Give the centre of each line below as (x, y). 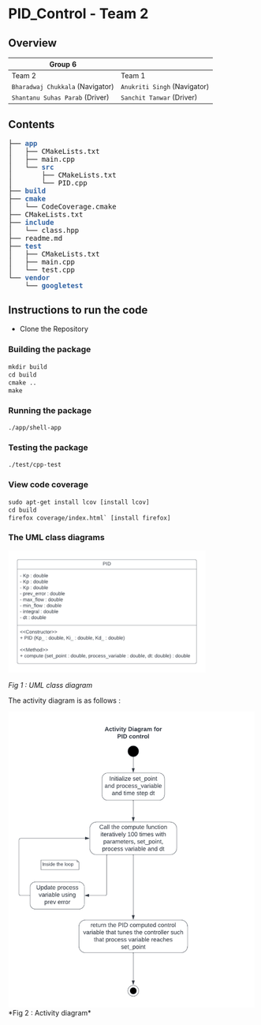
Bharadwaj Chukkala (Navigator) (63, 86)
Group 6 (63, 64)
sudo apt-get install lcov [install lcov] (79, 502)
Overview (33, 43)
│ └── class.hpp (44, 230)
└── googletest (54, 285)
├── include (31, 222)
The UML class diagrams (56, 538)
